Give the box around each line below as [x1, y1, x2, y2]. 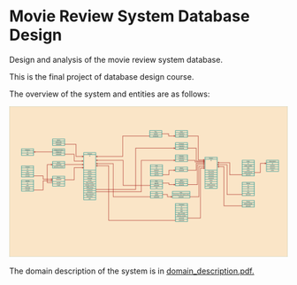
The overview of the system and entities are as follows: [9, 89, 210, 99]
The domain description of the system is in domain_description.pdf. [9, 266, 255, 276]
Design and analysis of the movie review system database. [9, 54, 224, 65]
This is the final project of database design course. [9, 71, 194, 81]
